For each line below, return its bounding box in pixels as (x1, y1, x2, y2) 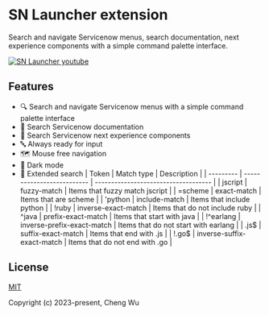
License (8, 260, 49, 275)
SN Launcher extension (8, 6, 168, 24)
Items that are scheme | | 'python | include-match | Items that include (19, 194, 250, 204)
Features (8, 80, 54, 93)
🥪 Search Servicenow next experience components (19, 131, 191, 140)
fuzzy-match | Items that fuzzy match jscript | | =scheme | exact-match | (19, 185, 262, 195)
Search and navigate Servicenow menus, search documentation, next (8, 32, 239, 42)
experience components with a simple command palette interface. (8, 40, 228, 50)
